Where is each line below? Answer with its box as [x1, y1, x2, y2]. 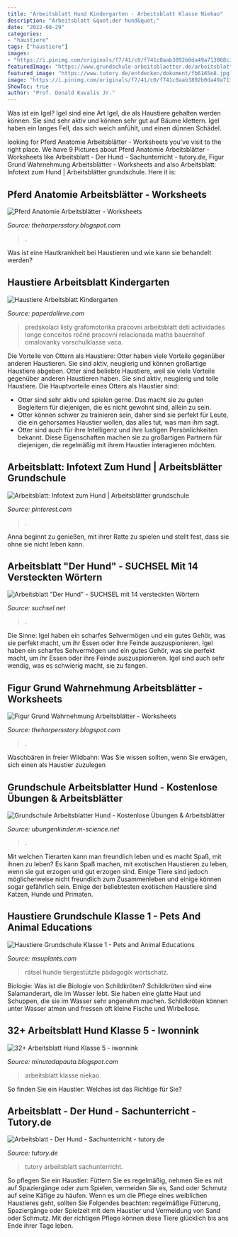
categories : [7, 30, 42, 38]
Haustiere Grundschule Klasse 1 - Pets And [7, 910, 201, 922]
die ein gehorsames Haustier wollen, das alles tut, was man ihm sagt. [17, 418, 220, 426]
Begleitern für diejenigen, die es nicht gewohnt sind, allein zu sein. [17, 403, 212, 411]
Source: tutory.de [7, 1149, 58, 1158]
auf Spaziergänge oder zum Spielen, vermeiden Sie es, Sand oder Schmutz [7, 1184, 228, 1192]
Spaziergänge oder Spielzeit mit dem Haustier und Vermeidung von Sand [7, 1207, 221, 1215]
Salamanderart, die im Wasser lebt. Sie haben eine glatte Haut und [7, 989, 201, 997]
